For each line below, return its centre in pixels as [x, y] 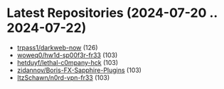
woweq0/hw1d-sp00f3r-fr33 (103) [67, 55]
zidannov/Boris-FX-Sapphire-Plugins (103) [79, 70]
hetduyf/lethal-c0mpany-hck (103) [68, 62]
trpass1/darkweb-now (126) [57, 47]
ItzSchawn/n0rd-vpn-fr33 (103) [63, 77]
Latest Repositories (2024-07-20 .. [112, 13]
